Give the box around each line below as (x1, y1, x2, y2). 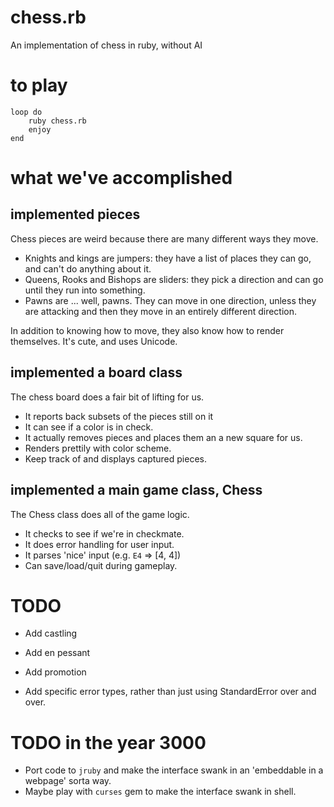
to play (10, 74, 68, 97)
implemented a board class (10, 364, 183, 381)
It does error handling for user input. (24, 538, 175, 550)
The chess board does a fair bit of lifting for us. (10, 391, 205, 403)
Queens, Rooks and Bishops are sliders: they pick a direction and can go (24, 273, 324, 285)
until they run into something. (24, 284, 146, 296)
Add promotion (24, 666, 87, 678)
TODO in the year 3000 (10, 731, 207, 754)
